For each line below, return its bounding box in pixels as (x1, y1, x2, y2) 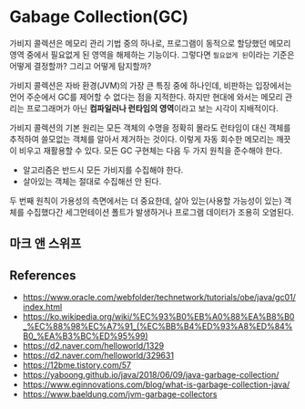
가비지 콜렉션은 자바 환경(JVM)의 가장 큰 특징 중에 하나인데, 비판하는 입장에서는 (9, 79, 293, 90)
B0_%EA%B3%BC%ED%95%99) (22, 330, 148, 341)
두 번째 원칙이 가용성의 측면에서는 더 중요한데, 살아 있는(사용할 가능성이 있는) (9, 194, 282, 206)
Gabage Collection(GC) (9, 6, 188, 27)
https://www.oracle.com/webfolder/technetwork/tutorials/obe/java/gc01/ (22, 292, 296, 303)
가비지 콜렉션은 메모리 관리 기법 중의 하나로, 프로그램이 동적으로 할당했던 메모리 (9, 37, 291, 48)
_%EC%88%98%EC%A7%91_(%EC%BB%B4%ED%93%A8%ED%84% (22, 321, 293, 332)
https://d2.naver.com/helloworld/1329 (22, 341, 165, 351)
